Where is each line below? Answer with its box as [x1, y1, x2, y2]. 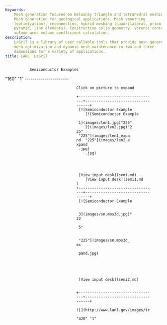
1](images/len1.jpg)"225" [79, 120, 133, 125]
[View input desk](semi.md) [79, 173, 137, 178]
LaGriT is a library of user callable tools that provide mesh [14, 40, 148, 45]
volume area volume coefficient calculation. [14, 30, 110, 35]
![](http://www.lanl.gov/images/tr [76, 308, 150, 313]
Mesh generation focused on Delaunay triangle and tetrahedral [14, 12, 148, 17]
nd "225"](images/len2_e [76, 138, 130, 143]
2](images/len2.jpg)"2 [85, 125, 133, 130]
